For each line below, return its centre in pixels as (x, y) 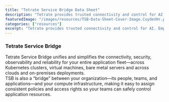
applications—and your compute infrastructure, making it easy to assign (80, 84)
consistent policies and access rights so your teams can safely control (78, 89)
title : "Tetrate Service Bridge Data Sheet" (53, 10)
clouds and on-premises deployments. (45, 73)
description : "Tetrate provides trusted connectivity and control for (81, 15)
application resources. (28, 94)
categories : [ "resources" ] (33, 24)
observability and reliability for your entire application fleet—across (75, 62)
